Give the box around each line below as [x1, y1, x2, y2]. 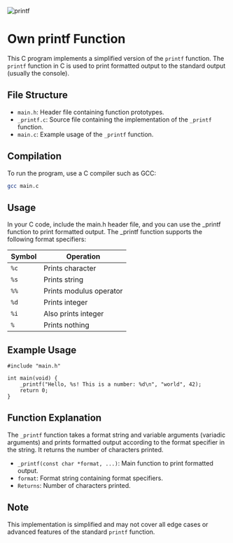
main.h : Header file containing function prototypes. [17, 108, 164, 116]
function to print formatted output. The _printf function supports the [7, 228, 203, 236]
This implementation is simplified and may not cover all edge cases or [7, 520, 209, 528]
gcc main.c [7, 182, 39, 189]
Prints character [43, 263, 97, 273]
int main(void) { [7, 375, 58, 382]
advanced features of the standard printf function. [7, 528, 155, 536]
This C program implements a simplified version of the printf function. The [7, 54, 225, 62]
